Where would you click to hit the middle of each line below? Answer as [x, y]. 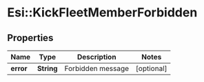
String [47, 68]
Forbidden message [97, 68]
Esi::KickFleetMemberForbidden [102, 13]
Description [96, 57]
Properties [30, 38]
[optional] [151, 68]
